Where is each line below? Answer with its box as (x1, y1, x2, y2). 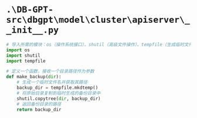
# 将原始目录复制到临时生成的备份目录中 (16, 90, 101, 96)
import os (6, 47, 30, 53)
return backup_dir (16, 106, 62, 112)
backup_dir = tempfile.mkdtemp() (16, 85, 98, 91)
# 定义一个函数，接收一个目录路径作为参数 (6, 68, 95, 74)
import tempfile (6, 58, 46, 64)
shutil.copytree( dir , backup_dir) (16, 95, 101, 102)
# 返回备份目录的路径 (16, 101, 62, 107)
